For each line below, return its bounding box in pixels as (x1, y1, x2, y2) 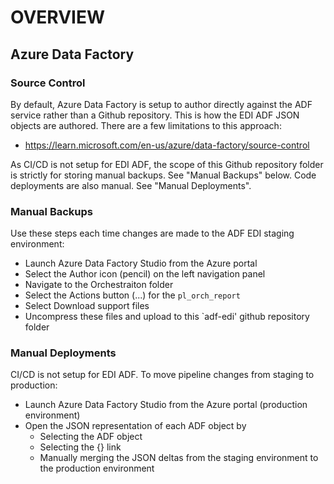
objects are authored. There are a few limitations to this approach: (10, 119, 282, 131)
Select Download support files (24, 300, 150, 312)
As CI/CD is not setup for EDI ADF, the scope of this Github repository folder (10, 158, 324, 170)
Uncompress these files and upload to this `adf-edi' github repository (24, 311, 310, 323)
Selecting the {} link (39, 441, 122, 453)
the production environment (39, 462, 155, 475)
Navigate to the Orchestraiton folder (24, 279, 174, 291)
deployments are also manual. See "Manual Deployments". (10, 179, 252, 191)
